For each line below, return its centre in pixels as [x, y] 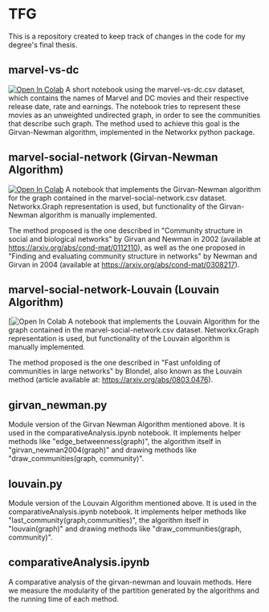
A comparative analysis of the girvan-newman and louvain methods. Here [130, 581]
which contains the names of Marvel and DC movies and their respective [128, 98]
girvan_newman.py [58, 405]
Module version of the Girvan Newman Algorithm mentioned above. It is [127, 424]
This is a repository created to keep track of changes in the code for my [127, 36]
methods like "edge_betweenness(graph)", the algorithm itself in [115, 442]
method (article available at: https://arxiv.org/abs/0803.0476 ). [111, 380]
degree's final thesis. [43, 44]
